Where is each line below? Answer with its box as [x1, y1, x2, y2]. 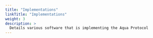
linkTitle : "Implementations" [5, 12, 67, 17]
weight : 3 [5, 16, 26, 21]
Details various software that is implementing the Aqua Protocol [9, 26, 149, 31]
